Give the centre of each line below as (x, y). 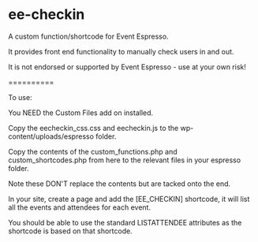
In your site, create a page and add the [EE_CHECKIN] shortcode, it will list (129, 199)
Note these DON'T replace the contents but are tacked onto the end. (120, 184)
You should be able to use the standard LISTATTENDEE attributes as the (125, 222)
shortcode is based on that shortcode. (70, 231)
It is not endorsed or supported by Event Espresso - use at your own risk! (127, 67)
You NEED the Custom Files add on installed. (81, 113)
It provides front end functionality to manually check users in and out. (121, 51)
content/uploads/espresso (51, 136)
